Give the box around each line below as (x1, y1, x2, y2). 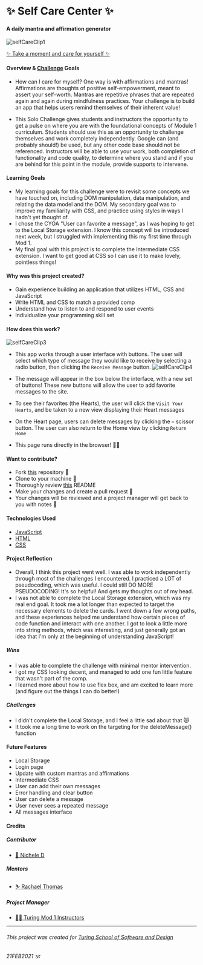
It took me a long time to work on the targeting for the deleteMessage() (14, 723, 192, 730)
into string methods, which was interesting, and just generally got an (14, 626, 185, 633)
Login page (14, 763, 43, 770)
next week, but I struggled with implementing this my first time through (14, 232, 192, 240)
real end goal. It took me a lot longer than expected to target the (14, 601, 175, 608)
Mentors (6, 865, 28, 872)
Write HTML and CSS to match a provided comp (14, 298, 135, 306)
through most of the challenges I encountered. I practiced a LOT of (14, 575, 182, 582)
